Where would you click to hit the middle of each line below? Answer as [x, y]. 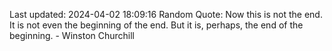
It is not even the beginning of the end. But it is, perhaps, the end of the [156, 25]
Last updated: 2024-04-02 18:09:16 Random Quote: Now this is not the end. [166, 14]
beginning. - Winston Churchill [72, 35]
